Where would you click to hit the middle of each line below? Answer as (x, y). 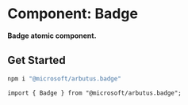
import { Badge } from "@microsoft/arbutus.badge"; (94, 93)
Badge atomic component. (52, 36)
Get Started (36, 60)
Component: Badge (73, 14)
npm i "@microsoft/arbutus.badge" (65, 79)
